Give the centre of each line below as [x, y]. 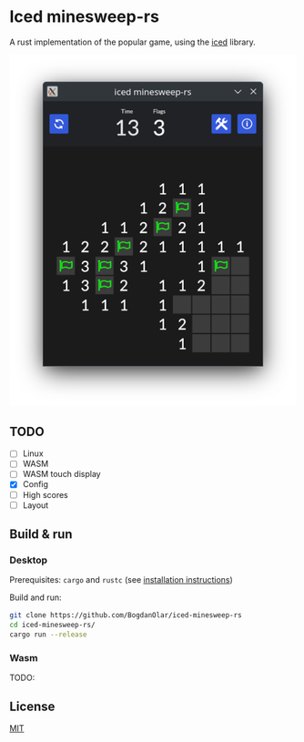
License [32, 706]
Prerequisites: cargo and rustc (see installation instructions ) [122, 580]
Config [35, 484]
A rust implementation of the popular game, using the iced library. [133, 42]
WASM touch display [62, 474]
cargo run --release [49, 635]
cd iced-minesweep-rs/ [52, 625]
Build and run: [35, 597]
